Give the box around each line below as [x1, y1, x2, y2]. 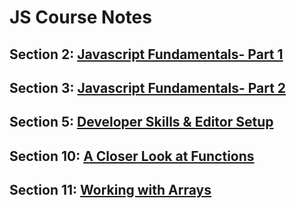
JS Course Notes [9, 6, 152, 29]
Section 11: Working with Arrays [9, 182, 212, 199]
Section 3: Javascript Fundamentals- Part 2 [9, 79, 287, 96]
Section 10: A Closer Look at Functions [9, 147, 255, 165]
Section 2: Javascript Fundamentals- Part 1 [9, 46, 284, 63]
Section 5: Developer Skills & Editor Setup [9, 114, 274, 131]
